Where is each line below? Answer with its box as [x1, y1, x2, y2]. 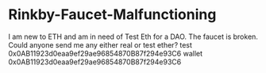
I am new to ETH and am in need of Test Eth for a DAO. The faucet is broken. [8, 32, 258, 41]
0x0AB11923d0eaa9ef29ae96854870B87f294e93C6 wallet [8, 48, 203, 58]
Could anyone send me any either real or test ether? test [8, 40, 193, 49]
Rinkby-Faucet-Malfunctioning [8, 6, 217, 24]
